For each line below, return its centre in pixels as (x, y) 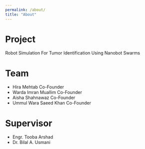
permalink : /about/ (25, 10)
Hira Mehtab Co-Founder (38, 87)
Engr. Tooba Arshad (33, 137)
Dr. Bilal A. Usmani (31, 142)
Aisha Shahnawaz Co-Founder (44, 97)
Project (20, 39)
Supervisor (29, 123)
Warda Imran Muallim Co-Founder (47, 92)
